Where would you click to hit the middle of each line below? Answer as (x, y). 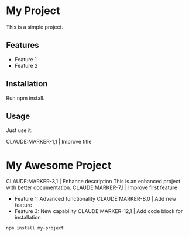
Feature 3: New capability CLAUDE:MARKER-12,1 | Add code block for (99, 211)
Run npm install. (25, 98)
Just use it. (19, 130)
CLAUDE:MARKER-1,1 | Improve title (49, 142)
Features (23, 45)
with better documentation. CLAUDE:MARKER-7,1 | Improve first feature (92, 187)
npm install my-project (35, 228)
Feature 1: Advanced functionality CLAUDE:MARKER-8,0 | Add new (95, 199)
